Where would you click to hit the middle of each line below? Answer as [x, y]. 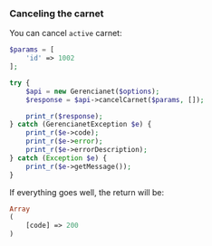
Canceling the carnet [57, 14]
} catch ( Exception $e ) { [58, 158]
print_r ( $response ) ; [64, 116]
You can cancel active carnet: [66, 33]
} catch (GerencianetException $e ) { [81, 125]
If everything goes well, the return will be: [87, 192]
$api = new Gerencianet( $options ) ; [93, 91]
